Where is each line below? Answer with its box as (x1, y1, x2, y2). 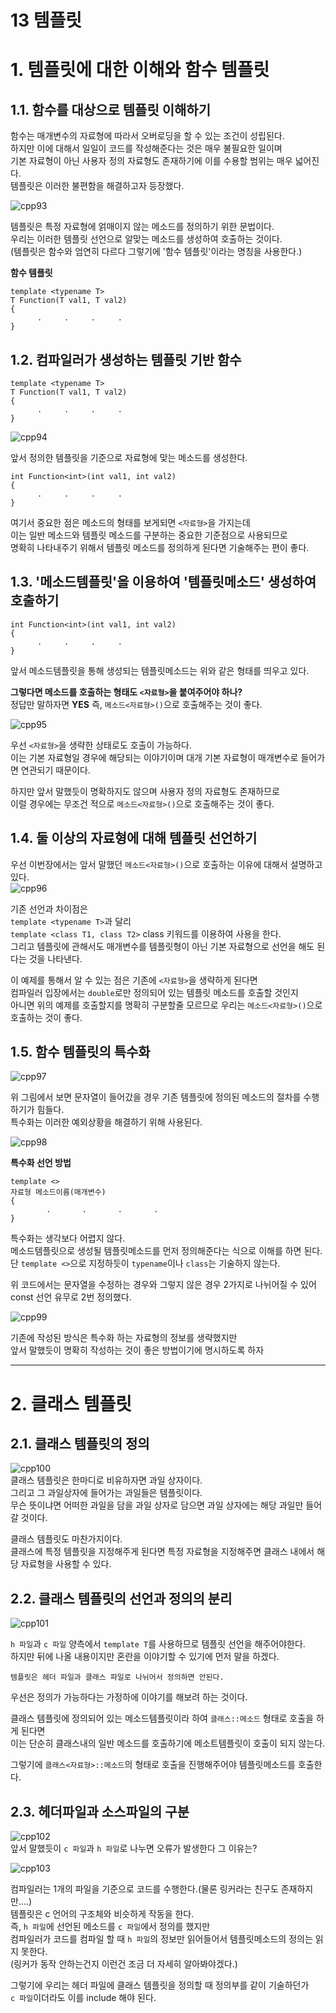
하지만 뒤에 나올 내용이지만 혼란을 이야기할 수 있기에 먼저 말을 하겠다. (10, 1651, 280, 1663)
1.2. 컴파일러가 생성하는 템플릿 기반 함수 (10, 351, 242, 368)
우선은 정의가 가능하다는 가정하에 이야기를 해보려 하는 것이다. (10, 1691, 248, 1703)
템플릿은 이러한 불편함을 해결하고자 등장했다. (10, 180, 185, 192)
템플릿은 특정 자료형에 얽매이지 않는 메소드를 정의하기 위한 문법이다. (10, 221, 275, 233)
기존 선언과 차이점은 (10, 902, 88, 915)
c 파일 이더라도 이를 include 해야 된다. (10, 1992, 157, 2004)
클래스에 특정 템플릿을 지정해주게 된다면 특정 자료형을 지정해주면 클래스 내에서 (10, 1546, 315, 1558)
